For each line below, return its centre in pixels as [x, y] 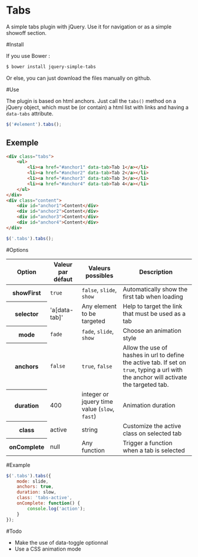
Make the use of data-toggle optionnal [61, 542]
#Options [17, 250]
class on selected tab [152, 433]
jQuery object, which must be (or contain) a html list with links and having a [97, 107]
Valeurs [99, 268]
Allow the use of [145, 348]
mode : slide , [33, 481]
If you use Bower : [28, 56]
